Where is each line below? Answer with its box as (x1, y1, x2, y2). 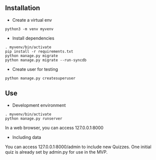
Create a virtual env (12, 17, 52, 23)
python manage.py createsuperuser (5, 76, 76, 81)
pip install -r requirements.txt (5, 49, 74, 54)
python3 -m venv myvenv (5, 27, 54, 32)
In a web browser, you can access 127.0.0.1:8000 (5, 125, 104, 130)
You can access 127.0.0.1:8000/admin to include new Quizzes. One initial (5, 144, 152, 150)
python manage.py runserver (5, 116, 63, 121)
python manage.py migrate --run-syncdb (5, 58, 87, 63)
